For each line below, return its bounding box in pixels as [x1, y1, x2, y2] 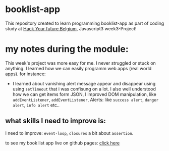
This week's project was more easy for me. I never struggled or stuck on [5, 60, 156, 66]
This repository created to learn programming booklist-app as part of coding [5, 20, 164, 26]
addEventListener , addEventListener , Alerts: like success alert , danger [12, 96, 159, 103]
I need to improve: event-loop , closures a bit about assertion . [5, 130, 134, 136]
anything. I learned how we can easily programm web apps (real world [5, 65, 152, 71]
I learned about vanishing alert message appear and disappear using [12, 80, 156, 86]
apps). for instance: [5, 71, 46, 77]
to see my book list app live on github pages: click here [5, 140, 120, 146]
